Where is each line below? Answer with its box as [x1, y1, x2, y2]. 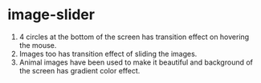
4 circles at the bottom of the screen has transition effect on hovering [18, 32, 250, 41]
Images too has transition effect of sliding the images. [18, 49, 198, 58]
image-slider [7, 6, 96, 24]
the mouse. [18, 40, 57, 49]
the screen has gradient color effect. [18, 65, 141, 75]
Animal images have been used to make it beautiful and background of [18, 57, 254, 67]
